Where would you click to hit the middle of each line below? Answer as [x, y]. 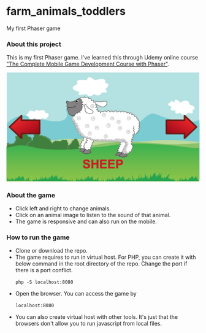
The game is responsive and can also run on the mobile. [86, 221]
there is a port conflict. [44, 270]
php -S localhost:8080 [44, 282]
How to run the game [38, 237]
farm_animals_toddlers [66, 11]
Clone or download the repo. [51, 251]
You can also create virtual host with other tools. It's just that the [97, 317]
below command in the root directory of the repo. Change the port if [101, 264]
